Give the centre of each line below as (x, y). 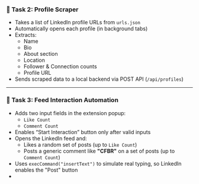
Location (34, 60)
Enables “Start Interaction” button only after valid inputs (83, 132)
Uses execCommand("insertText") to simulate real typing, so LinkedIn (98, 163)
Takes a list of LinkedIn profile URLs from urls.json (78, 23)
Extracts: (25, 35)
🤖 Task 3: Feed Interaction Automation (62, 100)
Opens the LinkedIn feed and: (51, 138)
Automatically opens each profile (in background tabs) (81, 28)
